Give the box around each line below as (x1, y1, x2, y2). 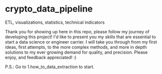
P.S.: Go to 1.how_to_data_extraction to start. (5, 64, 95, 70)
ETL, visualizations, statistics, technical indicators (5, 19, 105, 25)
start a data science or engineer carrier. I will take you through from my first (5, 39, 157, 44)
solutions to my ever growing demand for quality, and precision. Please (5, 49, 148, 55)
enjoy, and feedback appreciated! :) (5, 54, 77, 60)
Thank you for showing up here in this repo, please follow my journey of (5, 29, 150, 34)
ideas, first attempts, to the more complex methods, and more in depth (5, 44, 147, 50)
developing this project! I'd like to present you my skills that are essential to (5, 34, 156, 40)
